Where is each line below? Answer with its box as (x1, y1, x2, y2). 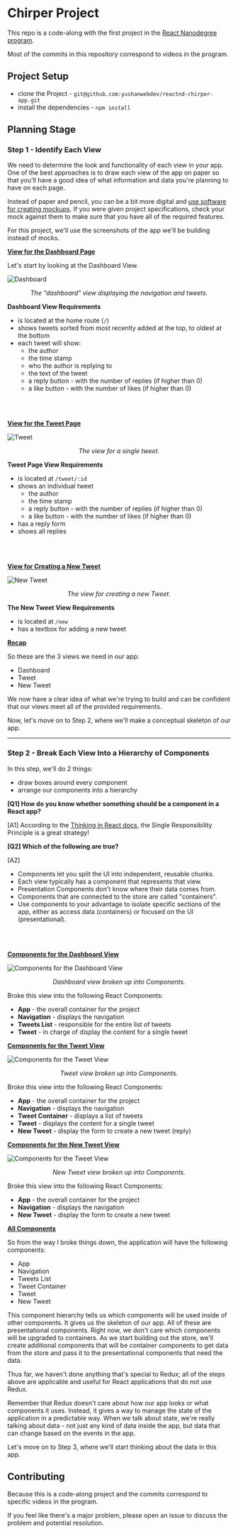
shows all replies (17, 527, 67, 535)
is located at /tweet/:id (17, 474, 87, 483)
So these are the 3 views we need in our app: (7, 652, 140, 661)
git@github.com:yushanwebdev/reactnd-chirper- (73, 90, 214, 97)
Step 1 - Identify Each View (7, 145, 101, 155)
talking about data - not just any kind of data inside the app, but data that (7, 1421, 220, 1430)
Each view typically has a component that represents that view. (17, 877, 202, 886)
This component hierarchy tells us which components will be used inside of (7, 1310, 227, 1319)
